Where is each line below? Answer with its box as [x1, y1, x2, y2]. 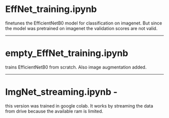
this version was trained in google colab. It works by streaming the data [5, 102, 153, 108]
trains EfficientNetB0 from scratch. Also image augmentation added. [5, 64, 147, 70]
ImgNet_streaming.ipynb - [5, 86, 118, 98]
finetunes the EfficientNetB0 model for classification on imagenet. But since [5, 20, 162, 26]
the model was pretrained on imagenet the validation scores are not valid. [5, 25, 157, 31]
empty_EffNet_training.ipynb [5, 47, 128, 59]
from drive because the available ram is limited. [5, 108, 104, 114]
